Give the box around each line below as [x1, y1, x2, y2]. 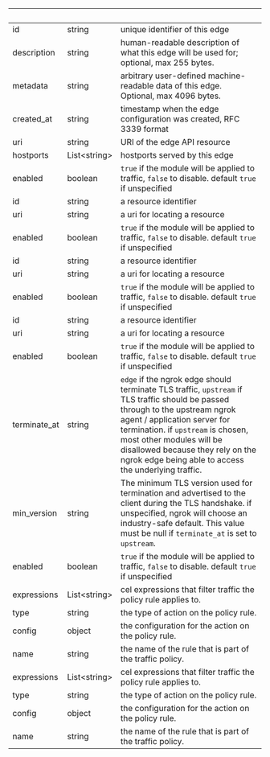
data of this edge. [155, 80, 223, 91]
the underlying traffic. [120, 464, 202, 475]
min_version [12, 508, 58, 518]
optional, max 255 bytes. [120, 57, 215, 68]
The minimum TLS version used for [120, 478, 253, 488]
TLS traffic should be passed [120, 394, 230, 405]
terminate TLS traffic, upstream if [120, 384, 243, 395]
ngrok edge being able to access [120, 455, 244, 465]
